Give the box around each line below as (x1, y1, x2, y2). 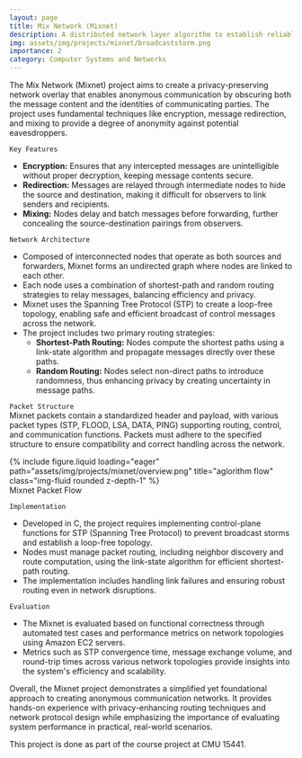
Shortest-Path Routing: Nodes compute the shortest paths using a (35, 337, 285, 347)
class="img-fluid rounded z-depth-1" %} (9, 476, 160, 486)
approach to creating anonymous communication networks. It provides (9, 693, 272, 703)
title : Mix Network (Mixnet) (9, 22, 119, 31)
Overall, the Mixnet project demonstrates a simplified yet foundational (9, 683, 268, 693)
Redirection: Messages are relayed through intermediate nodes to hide (22, 180, 286, 190)
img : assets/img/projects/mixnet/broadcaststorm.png (9, 38, 211, 48)
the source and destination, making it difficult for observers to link (22, 190, 267, 200)
